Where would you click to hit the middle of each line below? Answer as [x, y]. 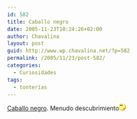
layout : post [26, 44]
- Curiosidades [35, 72]
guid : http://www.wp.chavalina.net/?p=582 [68, 51]
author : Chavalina [33, 36]
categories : [24, 65]
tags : [15, 80]
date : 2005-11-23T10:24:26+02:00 [55, 29]
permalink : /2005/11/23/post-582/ [57, 58]
